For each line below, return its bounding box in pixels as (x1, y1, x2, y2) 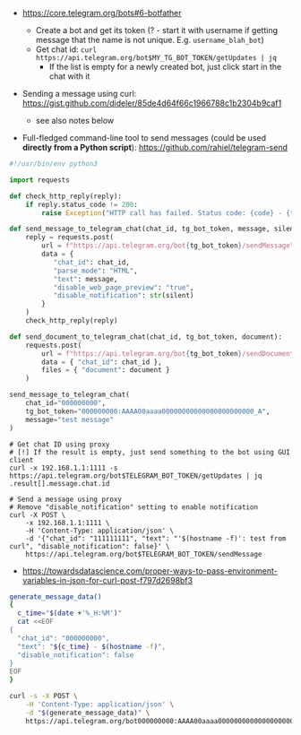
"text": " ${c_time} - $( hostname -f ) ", (17, 642, 167, 651)
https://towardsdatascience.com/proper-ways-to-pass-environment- (21, 565, 278, 576)
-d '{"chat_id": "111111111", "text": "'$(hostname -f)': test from (25, 533, 287, 543)
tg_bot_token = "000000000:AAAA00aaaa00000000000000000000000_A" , (25, 407, 271, 416)
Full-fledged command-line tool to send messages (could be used (21, 133, 267, 143)
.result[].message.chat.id (9, 479, 110, 488)
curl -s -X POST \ (9, 692, 78, 701)
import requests (9, 175, 70, 185)
